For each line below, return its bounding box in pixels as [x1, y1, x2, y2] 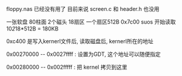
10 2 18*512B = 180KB [6, 25, 59, 32]
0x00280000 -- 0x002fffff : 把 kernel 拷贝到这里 [6, 63, 127, 71]
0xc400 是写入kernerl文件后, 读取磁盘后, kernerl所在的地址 [6, 38, 153, 44]
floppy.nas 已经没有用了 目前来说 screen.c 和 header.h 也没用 [6, 5, 160, 12]
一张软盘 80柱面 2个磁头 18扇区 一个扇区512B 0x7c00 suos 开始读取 [6, 18, 176, 26]
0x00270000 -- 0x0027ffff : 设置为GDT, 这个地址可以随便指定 [6, 50, 161, 58]
